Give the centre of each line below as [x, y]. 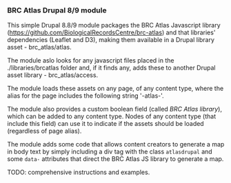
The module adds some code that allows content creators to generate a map [116, 144]
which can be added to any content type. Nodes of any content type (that [111, 116]
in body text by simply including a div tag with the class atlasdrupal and [110, 152]
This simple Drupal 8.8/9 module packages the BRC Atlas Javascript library [114, 25]
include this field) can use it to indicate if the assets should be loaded [106, 124]
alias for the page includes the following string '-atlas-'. [86, 96]
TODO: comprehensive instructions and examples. [79, 172]
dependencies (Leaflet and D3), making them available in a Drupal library [111, 40]
